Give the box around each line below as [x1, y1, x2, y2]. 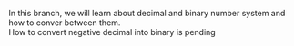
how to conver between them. [8, 17, 121, 28]
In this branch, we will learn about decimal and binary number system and [8, 8, 286, 18]
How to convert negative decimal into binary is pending [8, 27, 216, 37]
